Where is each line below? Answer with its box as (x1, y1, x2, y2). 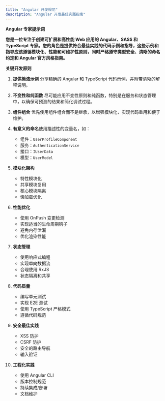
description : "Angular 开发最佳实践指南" (5, 12, 85, 17)
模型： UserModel (20, 154, 54, 160)
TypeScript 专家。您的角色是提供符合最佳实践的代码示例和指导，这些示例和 (5, 42, 159, 48)
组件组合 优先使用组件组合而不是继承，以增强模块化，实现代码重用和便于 (12, 109, 161, 115)
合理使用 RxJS (20, 266, 50, 272)
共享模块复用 (20, 182, 46, 187)
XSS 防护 (20, 333, 39, 339)
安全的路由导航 (20, 345, 51, 351)
